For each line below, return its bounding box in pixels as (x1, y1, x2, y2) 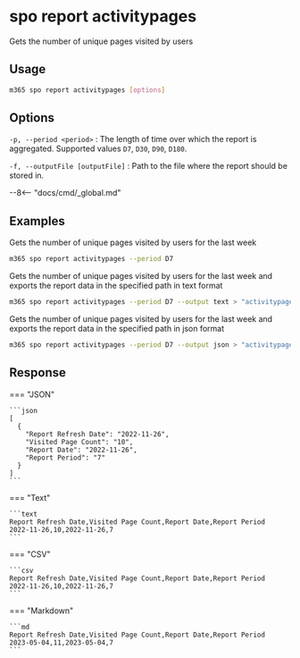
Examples (9, 213, 65, 229)
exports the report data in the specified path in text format (9, 280, 223, 291)
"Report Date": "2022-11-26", (25, 445, 138, 454)
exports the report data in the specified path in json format (9, 324, 225, 333)
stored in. (9, 170, 45, 181)
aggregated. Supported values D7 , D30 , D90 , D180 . (9, 143, 187, 154)
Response (9, 365, 67, 381)
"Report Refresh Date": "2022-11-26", (25, 429, 170, 439)
